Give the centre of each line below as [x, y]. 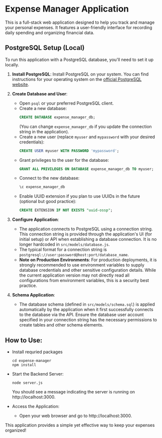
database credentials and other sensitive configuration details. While [88, 270]
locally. [12, 64]
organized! [16, 430]
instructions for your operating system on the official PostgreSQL [77, 79]
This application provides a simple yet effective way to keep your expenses [80, 425]
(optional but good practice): [48, 202]
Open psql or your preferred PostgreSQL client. [66, 103]
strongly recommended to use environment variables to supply [82, 265]
